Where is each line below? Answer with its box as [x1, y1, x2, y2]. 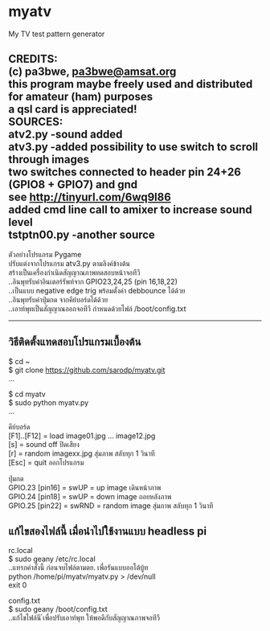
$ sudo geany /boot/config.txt [8, 604, 108, 614]
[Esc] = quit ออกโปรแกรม [8, 457, 84, 467]
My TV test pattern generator [8, 29, 105, 39]
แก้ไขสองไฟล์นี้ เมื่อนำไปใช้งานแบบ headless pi [8, 524, 207, 538]
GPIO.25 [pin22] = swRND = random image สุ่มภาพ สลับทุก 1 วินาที [8, 501, 214, 510]
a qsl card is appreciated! [8, 103, 138, 117]
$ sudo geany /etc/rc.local [8, 554, 96, 564]
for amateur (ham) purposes [8, 90, 153, 104]
